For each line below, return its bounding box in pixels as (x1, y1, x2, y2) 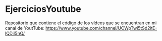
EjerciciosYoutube (5, 3, 81, 15)
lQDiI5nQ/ (5, 30, 25, 36)
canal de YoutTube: (5, 25, 45, 31)
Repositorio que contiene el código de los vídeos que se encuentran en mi (5, 20, 157, 26)
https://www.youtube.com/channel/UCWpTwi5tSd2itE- (45, 25, 158, 31)
